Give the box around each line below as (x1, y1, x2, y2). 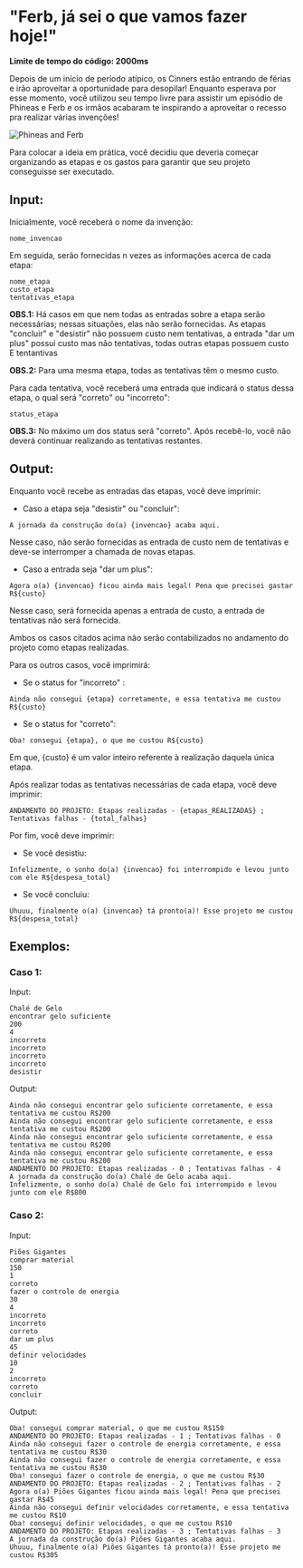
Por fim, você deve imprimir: (9, 829, 115, 840)
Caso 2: (9, 1209, 44, 1222)
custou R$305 (9, 1550, 59, 1560)
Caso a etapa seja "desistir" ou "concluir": (22, 503, 180, 514)
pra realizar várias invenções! (9, 111, 119, 122)
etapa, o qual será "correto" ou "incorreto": (9, 392, 170, 402)
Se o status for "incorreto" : (22, 677, 126, 688)
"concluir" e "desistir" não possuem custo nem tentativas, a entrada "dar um (9, 328, 295, 339)
